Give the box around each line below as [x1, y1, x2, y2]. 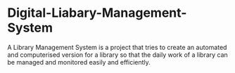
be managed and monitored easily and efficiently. [7, 58, 151, 66]
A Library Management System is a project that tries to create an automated [7, 43, 227, 51]
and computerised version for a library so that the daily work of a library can [7, 51, 229, 59]
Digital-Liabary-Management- [7, 5, 187, 21]
